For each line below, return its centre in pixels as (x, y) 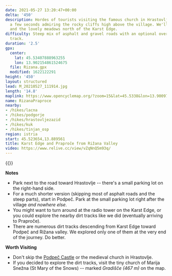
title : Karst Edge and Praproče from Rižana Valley (61, 144)
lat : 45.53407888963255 (40, 58)
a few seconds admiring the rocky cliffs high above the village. (82, 24)
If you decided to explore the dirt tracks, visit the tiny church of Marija (86, 263)
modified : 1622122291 (33, 72)
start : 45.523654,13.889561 (35, 139)
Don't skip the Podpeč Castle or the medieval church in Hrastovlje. (83, 257)
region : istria (21, 134)
